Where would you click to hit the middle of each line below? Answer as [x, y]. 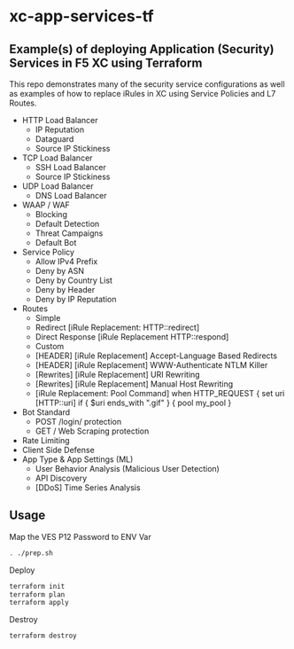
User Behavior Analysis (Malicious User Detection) [127, 469]
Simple [48, 318]
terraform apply [39, 603]
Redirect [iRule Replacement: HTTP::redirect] [117, 327]
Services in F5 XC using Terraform [106, 63]
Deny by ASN [60, 271]
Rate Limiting [46, 440]
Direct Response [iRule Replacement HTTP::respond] [132, 337]
